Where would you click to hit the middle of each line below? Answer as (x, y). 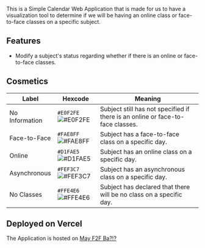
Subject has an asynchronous (142, 169)
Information (26, 120)
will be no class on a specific (141, 194)
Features (23, 41)
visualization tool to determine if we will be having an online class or (92, 15)
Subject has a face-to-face (140, 134)
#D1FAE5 (68, 151)
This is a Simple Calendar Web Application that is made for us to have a (96, 9)
